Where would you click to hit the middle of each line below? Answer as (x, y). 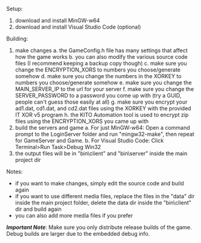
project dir (28, 160)
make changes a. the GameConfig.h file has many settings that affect (101, 50)
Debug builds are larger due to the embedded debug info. (78, 234)
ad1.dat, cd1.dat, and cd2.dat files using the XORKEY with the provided (103, 108)
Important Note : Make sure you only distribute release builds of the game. (99, 227)
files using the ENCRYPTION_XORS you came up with (82, 121)
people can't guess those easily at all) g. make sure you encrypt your (101, 102)
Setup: (15, 9)
